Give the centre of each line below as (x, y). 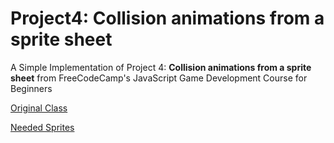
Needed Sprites (42, 127)
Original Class (39, 108)
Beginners (31, 88)
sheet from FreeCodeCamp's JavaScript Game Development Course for (159, 78)
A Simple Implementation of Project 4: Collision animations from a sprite (161, 67)
